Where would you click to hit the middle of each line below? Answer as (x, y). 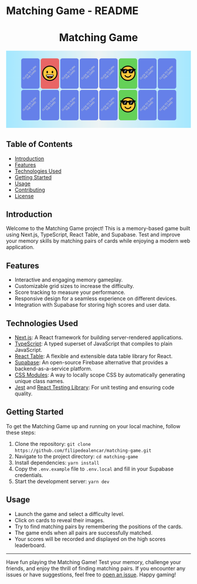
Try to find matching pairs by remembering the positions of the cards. (98, 526)
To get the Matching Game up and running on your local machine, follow (93, 426)
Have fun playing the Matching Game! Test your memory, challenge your (94, 562)
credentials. (29, 475)
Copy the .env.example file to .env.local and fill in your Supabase (94, 469)
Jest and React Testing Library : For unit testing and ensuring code (94, 387)
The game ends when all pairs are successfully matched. (83, 532)
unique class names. (39, 381)
